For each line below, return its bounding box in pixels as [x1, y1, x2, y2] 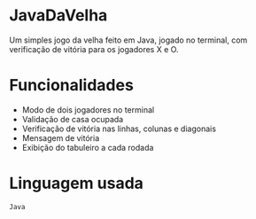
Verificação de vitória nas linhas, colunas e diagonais [21, 123, 217, 134]
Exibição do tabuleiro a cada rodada [21, 142, 154, 153]
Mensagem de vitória [21, 132, 100, 143]
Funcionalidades [9, 75, 135, 96]
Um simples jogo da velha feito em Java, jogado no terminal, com [9, 35, 248, 45]
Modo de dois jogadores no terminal [21, 104, 155, 115]
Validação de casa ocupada [21, 113, 124, 124]
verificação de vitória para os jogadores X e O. [9, 43, 179, 54]
